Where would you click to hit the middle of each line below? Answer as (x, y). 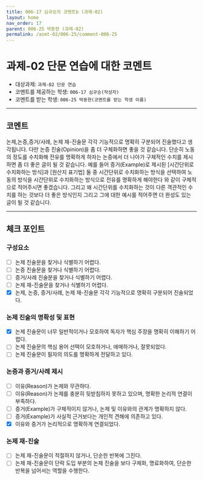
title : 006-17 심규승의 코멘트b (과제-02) (55, 12)
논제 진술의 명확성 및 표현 (41, 317)
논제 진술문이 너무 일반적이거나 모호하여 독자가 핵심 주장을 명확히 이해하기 (102, 332)
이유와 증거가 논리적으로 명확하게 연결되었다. (68, 424)
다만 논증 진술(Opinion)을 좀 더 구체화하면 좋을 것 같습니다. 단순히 (106, 149)
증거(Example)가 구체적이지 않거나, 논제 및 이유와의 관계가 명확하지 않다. (101, 408)
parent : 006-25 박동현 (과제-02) (45, 29)
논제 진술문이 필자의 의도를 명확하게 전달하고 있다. (74, 355)
